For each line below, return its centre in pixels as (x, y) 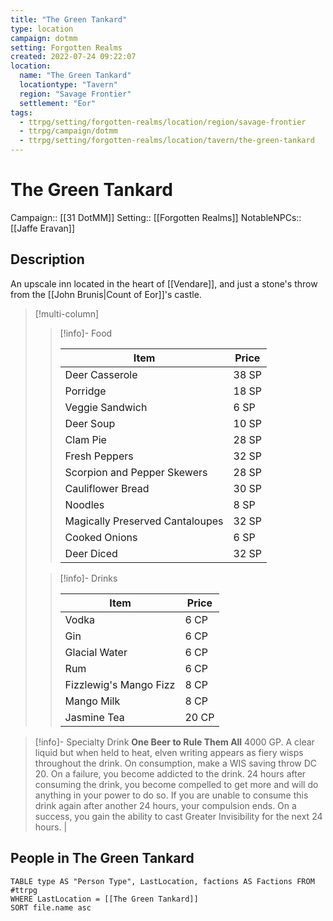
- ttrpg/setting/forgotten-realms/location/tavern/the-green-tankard (167, 141)
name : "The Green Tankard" (75, 76)
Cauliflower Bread (107, 488)
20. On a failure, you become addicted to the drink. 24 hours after (170, 773)
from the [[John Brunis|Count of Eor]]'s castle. (106, 294)
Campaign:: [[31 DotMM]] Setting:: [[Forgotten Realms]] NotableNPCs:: (156, 217)
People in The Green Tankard (102, 858)
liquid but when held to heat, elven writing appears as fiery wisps (169, 752)
